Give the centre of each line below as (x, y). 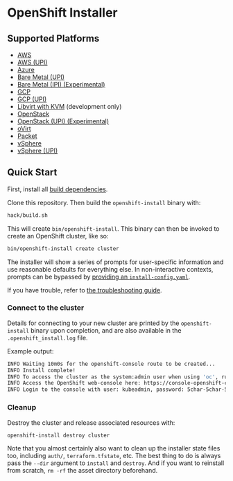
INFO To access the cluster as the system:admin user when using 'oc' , (113, 377)
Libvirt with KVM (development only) (69, 106)
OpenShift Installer (62, 13)
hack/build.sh (28, 215)
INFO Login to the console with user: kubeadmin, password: (96, 390)
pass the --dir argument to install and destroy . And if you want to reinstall (116, 463)
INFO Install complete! (42, 370)
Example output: (31, 351)
